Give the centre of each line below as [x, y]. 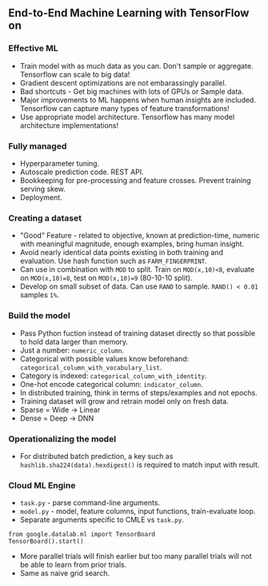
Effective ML [33, 49]
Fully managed [38, 146]
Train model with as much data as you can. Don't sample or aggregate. [136, 66]
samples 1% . [40, 295]
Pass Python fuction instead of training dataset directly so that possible [138, 333]
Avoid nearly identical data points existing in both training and [122, 253]
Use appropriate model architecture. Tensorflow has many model [127, 117]
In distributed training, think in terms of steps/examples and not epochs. [138, 393]
